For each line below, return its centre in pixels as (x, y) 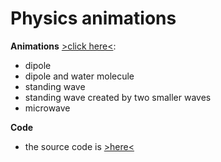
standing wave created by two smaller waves (118, 97)
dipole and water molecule (79, 76)
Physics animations (93, 18)
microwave (47, 108)
